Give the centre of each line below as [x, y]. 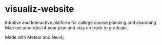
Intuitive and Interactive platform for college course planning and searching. [81, 22]
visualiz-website [40, 9]
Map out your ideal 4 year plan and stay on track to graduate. [67, 27]
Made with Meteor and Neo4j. [35, 37]
